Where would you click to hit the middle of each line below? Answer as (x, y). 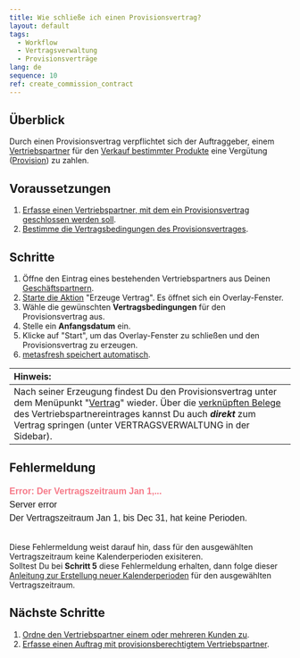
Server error (33, 504)
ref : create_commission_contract (71, 84)
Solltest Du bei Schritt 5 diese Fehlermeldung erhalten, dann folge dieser (144, 566)
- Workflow (37, 42)
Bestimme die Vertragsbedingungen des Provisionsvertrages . (135, 229)
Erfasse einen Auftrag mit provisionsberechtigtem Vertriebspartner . (146, 644)
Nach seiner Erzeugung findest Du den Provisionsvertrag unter (145, 392)
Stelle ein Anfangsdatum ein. (76, 326)
